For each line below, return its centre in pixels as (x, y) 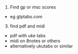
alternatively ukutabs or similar (41, 46)
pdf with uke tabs (28, 36)
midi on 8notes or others (35, 41)
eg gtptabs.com (26, 16)
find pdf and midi (27, 26)
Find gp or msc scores (33, 7)
